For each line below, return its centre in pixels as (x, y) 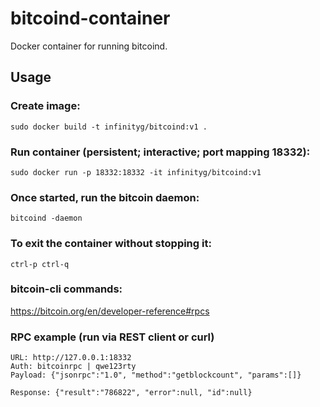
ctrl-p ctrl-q (40, 264)
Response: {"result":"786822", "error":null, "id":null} (131, 393)
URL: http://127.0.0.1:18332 (71, 358)
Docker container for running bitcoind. (89, 46)
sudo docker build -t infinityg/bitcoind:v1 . (109, 127)
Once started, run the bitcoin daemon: (105, 197)
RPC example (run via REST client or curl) (112, 337)
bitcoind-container (90, 18)
